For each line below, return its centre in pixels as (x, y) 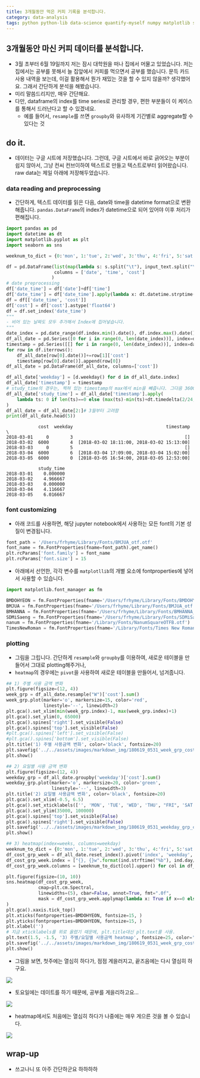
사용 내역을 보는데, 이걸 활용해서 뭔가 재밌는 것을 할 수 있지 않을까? (92, 79)
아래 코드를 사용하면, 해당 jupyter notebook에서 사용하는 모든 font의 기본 (100, 523)
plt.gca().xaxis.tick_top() (41, 910)
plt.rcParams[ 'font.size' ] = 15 (46, 559)
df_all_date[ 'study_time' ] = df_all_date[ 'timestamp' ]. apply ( (85, 394)
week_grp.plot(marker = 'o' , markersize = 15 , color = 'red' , (77, 700)
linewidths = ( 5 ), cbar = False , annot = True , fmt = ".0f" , (104, 893)
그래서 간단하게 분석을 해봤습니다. (62, 87)
